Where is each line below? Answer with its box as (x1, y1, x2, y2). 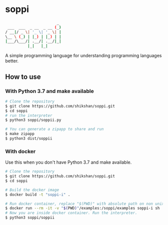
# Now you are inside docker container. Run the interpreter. (5, 210, 137, 215)
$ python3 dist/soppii (5, 136, 52, 141)
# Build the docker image (5, 187, 59, 192)
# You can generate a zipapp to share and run (5, 127, 104, 132)
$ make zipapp (5, 132, 35, 137)
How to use (5, 72, 41, 81)
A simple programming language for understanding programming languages (5, 53, 162, 59)
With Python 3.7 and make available (5, 87, 94, 94)
